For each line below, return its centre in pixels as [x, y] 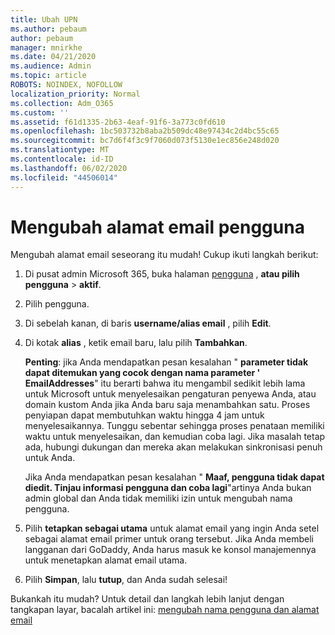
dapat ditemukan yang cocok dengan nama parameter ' [142, 373]
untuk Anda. [50, 458]
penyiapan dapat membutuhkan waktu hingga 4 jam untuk [144, 415]
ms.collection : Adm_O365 [62, 103]
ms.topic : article [48, 76]
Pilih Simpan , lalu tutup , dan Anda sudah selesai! [126, 580]
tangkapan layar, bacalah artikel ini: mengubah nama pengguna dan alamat [165, 610]
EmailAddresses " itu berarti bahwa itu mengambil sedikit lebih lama [165, 383]
